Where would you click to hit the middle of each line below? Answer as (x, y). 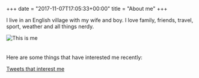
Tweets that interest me (35, 69)
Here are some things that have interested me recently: (75, 57)
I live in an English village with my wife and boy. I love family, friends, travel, (100, 20)
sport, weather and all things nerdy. (50, 26)
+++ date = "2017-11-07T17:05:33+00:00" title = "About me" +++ (87, 9)
